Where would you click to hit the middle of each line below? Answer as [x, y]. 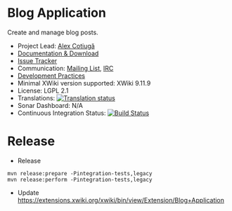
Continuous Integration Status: [62, 113]
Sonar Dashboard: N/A [50, 105]
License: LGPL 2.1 [43, 90]
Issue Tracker [37, 60]
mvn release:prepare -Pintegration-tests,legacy [80, 173]
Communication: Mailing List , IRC [65, 68]
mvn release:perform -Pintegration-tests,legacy [80, 179]
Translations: [36, 98]
